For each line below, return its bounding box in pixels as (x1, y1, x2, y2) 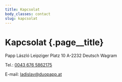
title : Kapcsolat (5, 7, 40, 12)
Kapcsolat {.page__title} (5, 37, 104, 48)
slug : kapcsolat (5, 16, 38, 21)
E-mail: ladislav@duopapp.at (5, 71, 62, 77)
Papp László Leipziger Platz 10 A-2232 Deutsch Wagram (5, 53, 117, 58)
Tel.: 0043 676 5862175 (5, 62, 52, 68)
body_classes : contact (5, 12, 51, 16)
